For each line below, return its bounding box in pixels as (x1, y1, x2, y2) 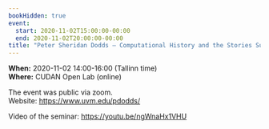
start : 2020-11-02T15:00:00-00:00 (15, 26, 130, 34)
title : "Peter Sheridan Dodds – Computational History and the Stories (8, 42, 252, 50)
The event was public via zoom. (8, 87, 114, 97)
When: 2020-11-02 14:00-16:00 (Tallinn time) (8, 63, 158, 73)
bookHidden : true (8, 11, 66, 20)
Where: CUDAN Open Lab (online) (8, 72, 122, 82)
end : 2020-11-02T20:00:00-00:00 (15, 34, 124, 42)
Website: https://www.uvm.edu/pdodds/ (8, 96, 141, 106)
